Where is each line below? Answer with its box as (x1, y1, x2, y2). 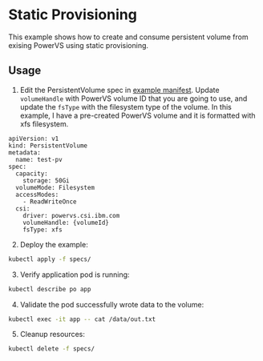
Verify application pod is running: (19, 270, 130, 279)
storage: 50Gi (22, 176, 70, 185)
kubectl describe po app (8, 285, 91, 293)
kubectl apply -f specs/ (8, 255, 91, 263)
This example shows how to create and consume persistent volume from (8, 32, 249, 42)
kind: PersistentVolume (8, 142, 88, 150)
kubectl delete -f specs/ (8, 345, 95, 353)
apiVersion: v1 (8, 134, 59, 142)
